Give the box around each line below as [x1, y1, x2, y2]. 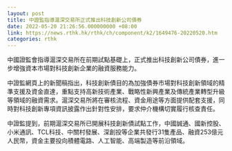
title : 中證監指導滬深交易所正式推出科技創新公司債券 [7, 17, 142, 23]
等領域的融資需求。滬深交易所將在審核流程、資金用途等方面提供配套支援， [7, 96, 219, 104]
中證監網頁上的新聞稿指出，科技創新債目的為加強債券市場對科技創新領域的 [7, 79, 219, 87]
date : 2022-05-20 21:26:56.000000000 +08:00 [7, 23, 137, 30]
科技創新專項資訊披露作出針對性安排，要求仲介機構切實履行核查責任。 [19, 105, 219, 113]
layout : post [7, 10, 45, 17]
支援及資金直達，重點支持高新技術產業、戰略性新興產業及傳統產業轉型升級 [12, 88, 225, 96]
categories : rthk [7, 36, 57, 43]
